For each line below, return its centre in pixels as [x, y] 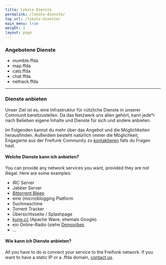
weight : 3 [15, 28]
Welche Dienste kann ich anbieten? [42, 157]
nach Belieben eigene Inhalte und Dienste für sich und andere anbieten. [78, 120]
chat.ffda [21, 76]
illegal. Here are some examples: [38, 173]
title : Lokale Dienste [28, 10]
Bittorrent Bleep [28, 193]
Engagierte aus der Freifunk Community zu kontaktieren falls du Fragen [78, 140]
